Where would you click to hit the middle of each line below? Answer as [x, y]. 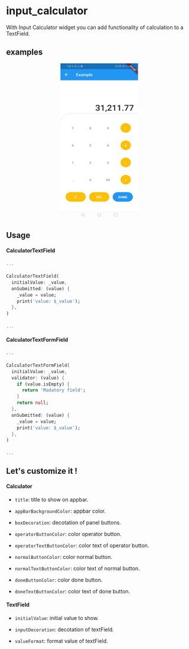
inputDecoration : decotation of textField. [64, 629]
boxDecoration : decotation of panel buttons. [68, 522]
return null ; [33, 403]
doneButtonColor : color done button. [58, 580]
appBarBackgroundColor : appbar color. [60, 511]
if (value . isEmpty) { [43, 384]
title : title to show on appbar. [51, 499]
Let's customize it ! [42, 471]
